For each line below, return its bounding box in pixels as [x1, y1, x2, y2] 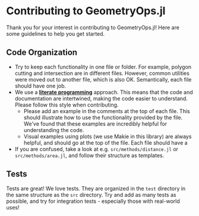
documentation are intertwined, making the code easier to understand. [14, 95, 188, 102]
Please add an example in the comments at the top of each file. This [23, 107, 190, 114]
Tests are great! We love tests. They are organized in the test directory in [6, 184, 186, 192]
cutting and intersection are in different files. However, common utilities [14, 70, 190, 77]
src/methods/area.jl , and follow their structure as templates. [14, 152, 165, 159]
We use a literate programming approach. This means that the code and [14, 88, 193, 96]
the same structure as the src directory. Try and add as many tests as [6, 191, 176, 198]
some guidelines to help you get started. [6, 30, 105, 37]
